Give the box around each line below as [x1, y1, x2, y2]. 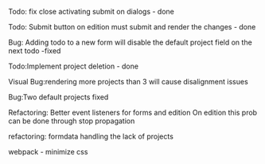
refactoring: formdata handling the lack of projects [8, 131, 173, 141]
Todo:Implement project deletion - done [8, 61, 139, 71]
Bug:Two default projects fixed [8, 92, 109, 102]
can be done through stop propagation [8, 116, 135, 126]
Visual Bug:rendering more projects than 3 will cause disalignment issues [8, 77, 248, 86]
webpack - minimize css [8, 147, 88, 156]
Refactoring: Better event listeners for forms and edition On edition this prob [8, 107, 257, 117]
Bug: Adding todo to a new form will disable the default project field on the [8, 37, 252, 47]
